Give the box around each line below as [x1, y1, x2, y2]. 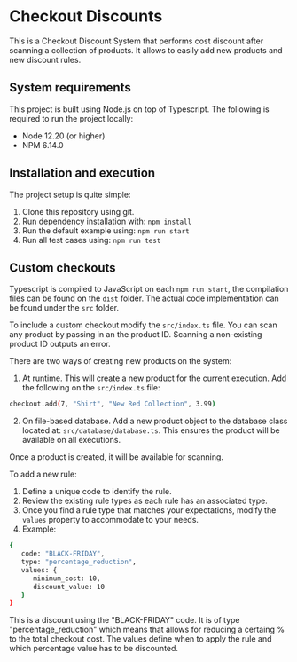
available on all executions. [21, 435, 121, 445]
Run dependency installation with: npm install [21, 216, 192, 226]
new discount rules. [9, 54, 82, 65]
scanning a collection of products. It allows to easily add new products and [9, 44, 283, 55]
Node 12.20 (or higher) [21, 130, 106, 141]
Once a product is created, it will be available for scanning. [9, 452, 224, 462]
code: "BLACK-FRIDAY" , [20, 549, 105, 558]
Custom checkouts [9, 260, 117, 275]
